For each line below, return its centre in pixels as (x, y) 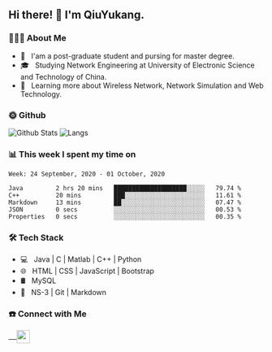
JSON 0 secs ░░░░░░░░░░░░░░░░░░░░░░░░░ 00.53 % (125, 210)
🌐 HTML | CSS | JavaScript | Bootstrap (87, 271)
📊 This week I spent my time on (72, 154)
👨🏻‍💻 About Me (37, 38)
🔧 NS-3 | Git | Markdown (63, 292)
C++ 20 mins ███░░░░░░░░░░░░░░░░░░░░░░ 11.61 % (125, 196)
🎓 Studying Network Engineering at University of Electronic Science (138, 65)
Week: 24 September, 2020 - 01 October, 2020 (86, 174)
